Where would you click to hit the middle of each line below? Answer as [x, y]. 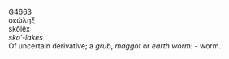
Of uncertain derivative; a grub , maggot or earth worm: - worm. [115, 46]
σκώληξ [22, 20]
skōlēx [19, 29]
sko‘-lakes [26, 37]
